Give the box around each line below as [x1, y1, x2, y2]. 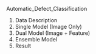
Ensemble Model [15, 36, 58, 43]
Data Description [15, 17, 58, 23]
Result [15, 42, 32, 49]
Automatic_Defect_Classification [6, 5, 87, 12]
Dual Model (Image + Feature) [15, 29, 91, 37]
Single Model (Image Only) [15, 23, 82, 30]
